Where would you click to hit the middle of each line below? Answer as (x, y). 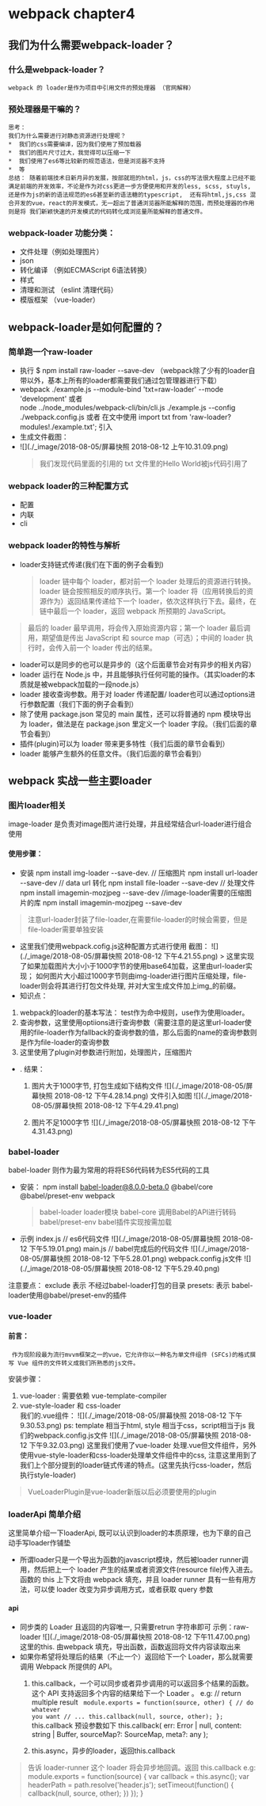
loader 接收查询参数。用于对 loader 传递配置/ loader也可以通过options (134, 694)
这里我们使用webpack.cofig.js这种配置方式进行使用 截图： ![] (119, 946)
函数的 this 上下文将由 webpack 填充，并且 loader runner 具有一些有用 (134, 1579)
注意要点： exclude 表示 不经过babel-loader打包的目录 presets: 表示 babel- (131, 1285)
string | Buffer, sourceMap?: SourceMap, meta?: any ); (120, 1734)
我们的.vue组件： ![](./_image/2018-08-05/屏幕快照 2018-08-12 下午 (131, 1415)
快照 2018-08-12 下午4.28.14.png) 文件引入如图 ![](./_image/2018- (146, 1095)
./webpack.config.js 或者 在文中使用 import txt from (104, 417)
